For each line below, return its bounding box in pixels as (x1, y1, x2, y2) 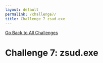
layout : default (5, 7, 39, 12)
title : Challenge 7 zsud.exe (5, 16, 65, 21)
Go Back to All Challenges (5, 30, 58, 36)
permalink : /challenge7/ (5, 12, 56, 17)
